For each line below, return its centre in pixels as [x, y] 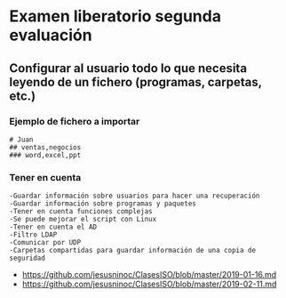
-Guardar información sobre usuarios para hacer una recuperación [135, 196]
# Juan [21, 140]
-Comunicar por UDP [45, 243]
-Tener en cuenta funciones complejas [81, 212]
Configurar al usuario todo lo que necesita [128, 68]
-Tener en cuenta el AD [53, 227]
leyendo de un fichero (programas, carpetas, [135, 82]
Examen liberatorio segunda [115, 16]
